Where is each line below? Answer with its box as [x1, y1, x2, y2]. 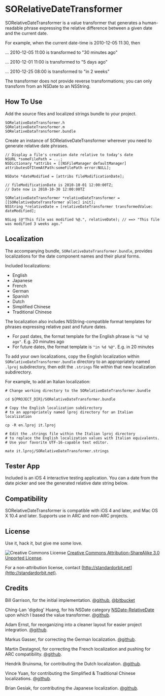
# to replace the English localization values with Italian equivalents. [5, 436, 160, 440]
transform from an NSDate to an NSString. [5, 83, 91, 89]
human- [142, 20, 159, 26]
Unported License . [5, 555, 43, 561]
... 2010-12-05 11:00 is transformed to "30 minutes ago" [5, 49, 118, 55]
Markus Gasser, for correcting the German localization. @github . [5, 636, 136, 642]
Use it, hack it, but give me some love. [5, 540, 83, 546]
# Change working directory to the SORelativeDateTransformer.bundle [5, 388, 151, 393]
